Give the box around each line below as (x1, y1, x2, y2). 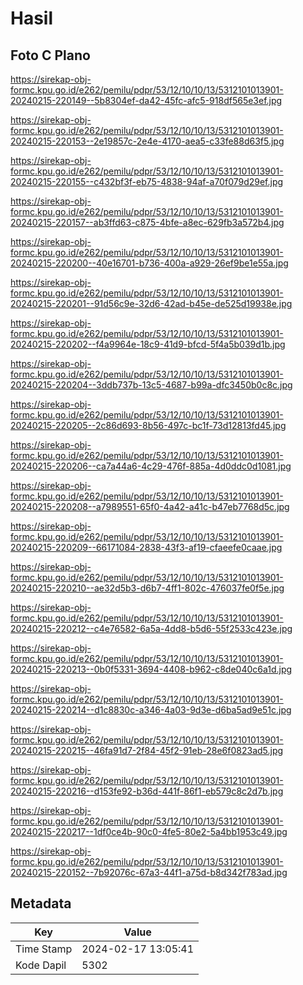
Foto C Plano (10, 47, 91, 64)
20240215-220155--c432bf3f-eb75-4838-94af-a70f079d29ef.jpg (10, 176, 284, 187)
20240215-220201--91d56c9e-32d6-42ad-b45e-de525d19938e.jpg (10, 298, 293, 309)
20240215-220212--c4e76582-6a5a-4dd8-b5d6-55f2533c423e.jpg (10, 623, 293, 634)
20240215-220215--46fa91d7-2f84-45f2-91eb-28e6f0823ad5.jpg (10, 745, 284, 756)
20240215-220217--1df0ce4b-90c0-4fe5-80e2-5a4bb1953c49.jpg (10, 826, 288, 837)
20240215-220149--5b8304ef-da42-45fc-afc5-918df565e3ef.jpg (10, 95, 283, 106)
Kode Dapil (15, 958, 67, 972)
